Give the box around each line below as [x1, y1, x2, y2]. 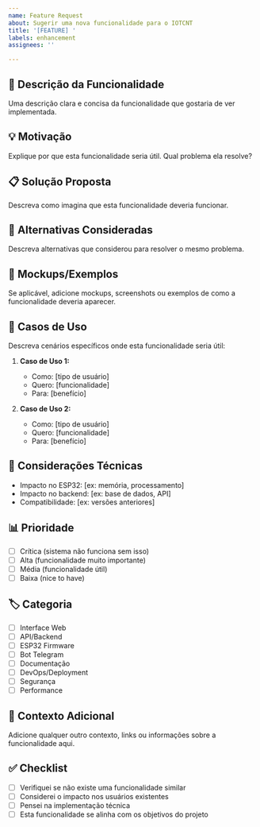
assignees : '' [8, 41, 55, 49]
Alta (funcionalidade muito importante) [19, 555, 147, 565]
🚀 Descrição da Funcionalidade [8, 77, 165, 91]
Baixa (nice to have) [19, 573, 85, 582]
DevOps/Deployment [19, 668, 89, 677]
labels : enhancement [8, 33, 77, 42]
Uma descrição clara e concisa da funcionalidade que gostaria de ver [8, 99, 235, 108]
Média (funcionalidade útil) [19, 564, 108, 574]
